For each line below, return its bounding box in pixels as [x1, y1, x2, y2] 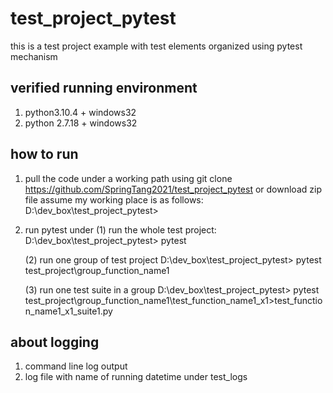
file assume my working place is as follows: [24, 193, 204, 206]
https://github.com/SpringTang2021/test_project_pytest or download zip [24, 183, 322, 195]
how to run [10, 146, 79, 163]
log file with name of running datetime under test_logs [24, 371, 248, 383]
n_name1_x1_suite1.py [24, 305, 113, 317]
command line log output [24, 360, 128, 372]
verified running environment [10, 80, 198, 97]
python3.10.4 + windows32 [24, 106, 137, 118]
